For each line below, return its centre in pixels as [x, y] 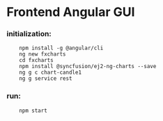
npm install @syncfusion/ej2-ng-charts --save [88, 67]
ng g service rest [46, 79]
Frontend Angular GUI [71, 12]
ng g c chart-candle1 [50, 73]
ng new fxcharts [43, 54]
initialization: [29, 34]
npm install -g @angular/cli [61, 48]
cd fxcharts [36, 60]
